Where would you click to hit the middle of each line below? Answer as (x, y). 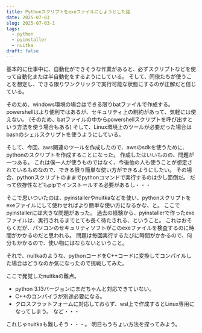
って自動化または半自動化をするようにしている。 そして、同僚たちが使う (96, 76)
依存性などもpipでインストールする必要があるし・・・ (84, 185)
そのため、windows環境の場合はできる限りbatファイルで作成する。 (90, 104)
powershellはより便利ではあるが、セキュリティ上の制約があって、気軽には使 (101, 111)
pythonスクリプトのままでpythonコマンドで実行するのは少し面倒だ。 (103, 177)
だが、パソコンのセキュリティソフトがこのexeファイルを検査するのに (103, 228)
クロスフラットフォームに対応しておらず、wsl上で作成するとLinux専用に (105, 303)
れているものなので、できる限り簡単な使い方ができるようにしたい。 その (96, 170)
